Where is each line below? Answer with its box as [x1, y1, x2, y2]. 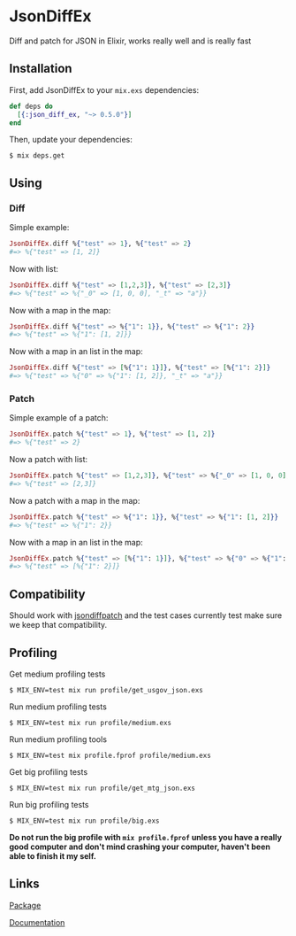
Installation [9, 61, 72, 76]
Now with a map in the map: [9, 305, 111, 315]
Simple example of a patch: [9, 413, 109, 423]
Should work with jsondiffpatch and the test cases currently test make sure [9, 610, 283, 621]
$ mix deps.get [9, 151, 65, 160]
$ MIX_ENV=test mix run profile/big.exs [9, 816, 161, 825]
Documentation [9, 917, 65, 927]
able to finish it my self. [9, 850, 97, 861]
